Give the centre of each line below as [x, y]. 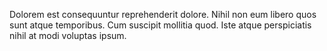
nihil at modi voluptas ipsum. [68, 35]
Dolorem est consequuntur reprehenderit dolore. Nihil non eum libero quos [163, 14]
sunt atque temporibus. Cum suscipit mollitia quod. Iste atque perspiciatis [160, 25]
